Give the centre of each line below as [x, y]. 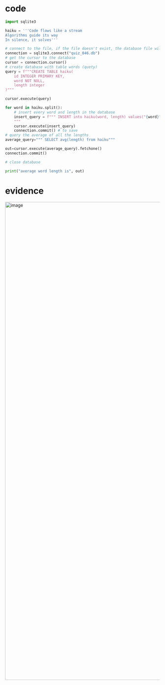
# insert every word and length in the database [65, 112]
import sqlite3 [21, 22]
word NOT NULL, [29, 81]
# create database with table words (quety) [51, 67]
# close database [23, 162]
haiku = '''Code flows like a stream [44, 31]
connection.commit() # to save [46, 131]
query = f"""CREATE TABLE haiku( [39, 71]
